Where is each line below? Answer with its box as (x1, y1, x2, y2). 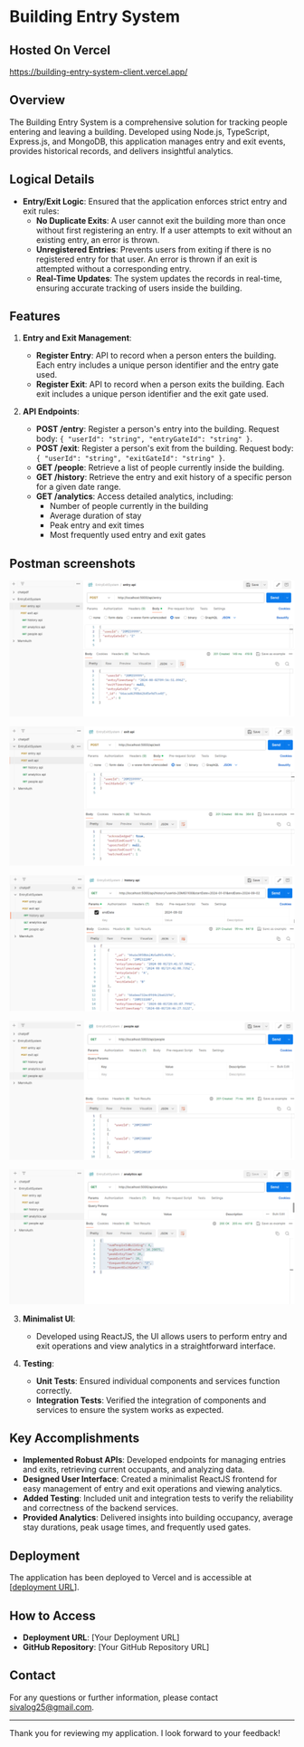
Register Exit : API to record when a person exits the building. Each (35, 379, 285, 390)
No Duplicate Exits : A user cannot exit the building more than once (35, 215, 287, 226)
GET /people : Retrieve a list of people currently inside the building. (35, 462, 285, 473)
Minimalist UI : (22, 1313, 76, 1324)
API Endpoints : (22, 406, 80, 418)
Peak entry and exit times (49, 520, 145, 531)
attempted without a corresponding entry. (35, 263, 192, 274)
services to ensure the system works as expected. (35, 1404, 224, 1415)
